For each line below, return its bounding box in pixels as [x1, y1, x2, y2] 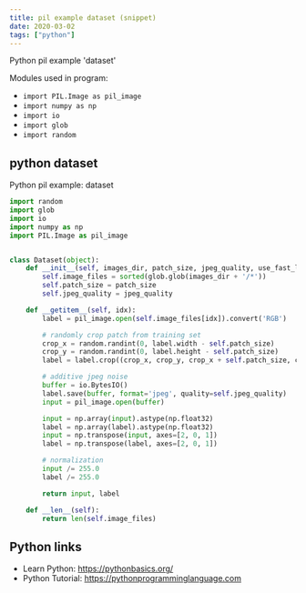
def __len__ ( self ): [25, 506, 100, 515]
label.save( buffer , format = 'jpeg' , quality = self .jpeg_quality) [42, 388, 287, 398]
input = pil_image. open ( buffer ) [42, 397, 166, 407]
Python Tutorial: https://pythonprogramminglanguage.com [22, 573, 242, 584]
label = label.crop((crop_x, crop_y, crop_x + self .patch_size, [42, 356, 291, 365]
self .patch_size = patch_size [42, 281, 157, 290]
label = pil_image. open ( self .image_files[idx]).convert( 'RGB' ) [42, 314, 287, 323]
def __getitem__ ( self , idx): [25, 306, 137, 315]
